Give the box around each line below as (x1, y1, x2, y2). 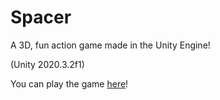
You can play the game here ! (10, 77, 129, 90)
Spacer (10, 6, 72, 29)
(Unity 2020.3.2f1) (10, 58, 85, 70)
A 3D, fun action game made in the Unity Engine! (10, 39, 211, 51)
